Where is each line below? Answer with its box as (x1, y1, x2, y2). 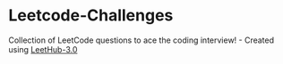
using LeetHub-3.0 (8, 44, 78, 54)
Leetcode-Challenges (8, 5, 174, 26)
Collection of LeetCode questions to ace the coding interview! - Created (8, 35, 275, 45)
